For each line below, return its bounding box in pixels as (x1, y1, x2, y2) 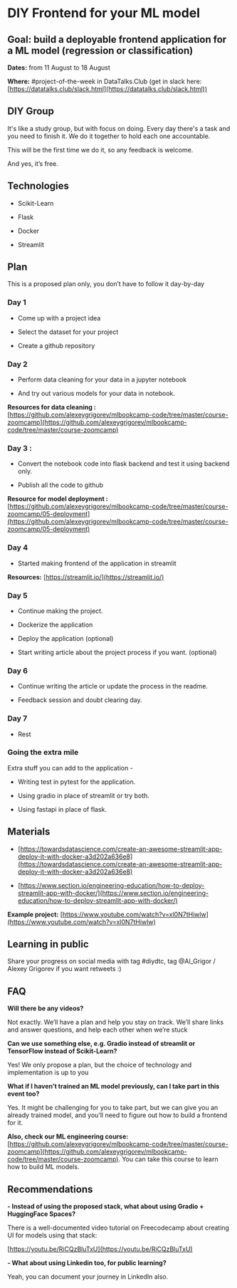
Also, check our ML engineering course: (7, 1132, 129, 1141)
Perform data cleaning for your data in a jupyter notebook (17, 375, 187, 384)
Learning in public (7, 938, 89, 951)
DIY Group (7, 105, 55, 117)
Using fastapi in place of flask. (17, 805, 107, 813)
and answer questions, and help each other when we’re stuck (7, 1025, 188, 1034)
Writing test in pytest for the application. (17, 777, 136, 786)
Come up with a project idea (17, 313, 101, 322)
